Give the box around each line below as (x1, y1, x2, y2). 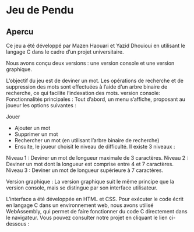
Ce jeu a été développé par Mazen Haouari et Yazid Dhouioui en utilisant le (6, 42, 185, 49)
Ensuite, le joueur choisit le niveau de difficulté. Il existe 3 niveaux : (14, 143, 175, 150)
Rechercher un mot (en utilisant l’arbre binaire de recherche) (14, 137, 160, 143)
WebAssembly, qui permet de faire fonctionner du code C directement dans (6, 208, 188, 215)
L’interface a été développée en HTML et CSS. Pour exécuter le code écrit (6, 196, 184, 202)
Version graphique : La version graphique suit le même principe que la (6, 178, 175, 185)
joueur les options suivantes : (6, 102, 77, 108)
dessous (6, 220, 27, 227)
